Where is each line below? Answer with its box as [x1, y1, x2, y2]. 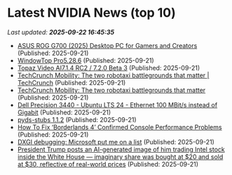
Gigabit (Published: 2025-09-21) [17, 108, 111, 116]
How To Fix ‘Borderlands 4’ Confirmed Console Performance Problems [17, 123, 222, 131]
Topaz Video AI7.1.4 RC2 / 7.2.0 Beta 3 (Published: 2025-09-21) [17, 63, 200, 72]
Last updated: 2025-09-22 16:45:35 [7, 28, 114, 36]
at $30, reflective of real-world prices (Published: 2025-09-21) [17, 160, 198, 168]
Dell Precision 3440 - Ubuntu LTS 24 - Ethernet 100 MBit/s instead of [17, 100, 218, 109]
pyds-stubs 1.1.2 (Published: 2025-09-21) [17, 115, 137, 123]
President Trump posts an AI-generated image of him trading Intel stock [17, 145, 226, 153]
